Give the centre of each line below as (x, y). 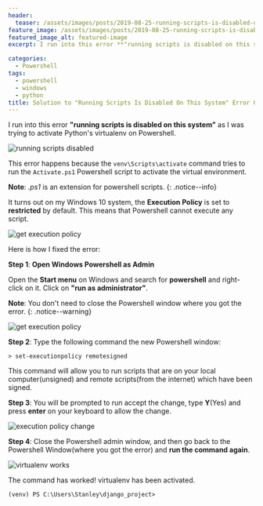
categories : (27, 59)
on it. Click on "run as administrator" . (86, 288)
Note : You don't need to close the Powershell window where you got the (125, 304)
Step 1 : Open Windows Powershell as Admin (81, 264)
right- (231, 280)
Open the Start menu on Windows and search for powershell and (114, 280)
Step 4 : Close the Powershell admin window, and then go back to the (119, 442)
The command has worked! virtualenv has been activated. (102, 480)
